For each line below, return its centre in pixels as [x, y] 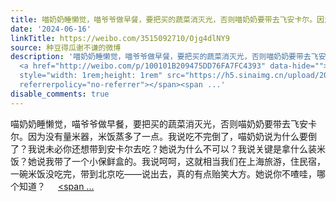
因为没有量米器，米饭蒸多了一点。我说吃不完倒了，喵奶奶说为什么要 [167, 136]
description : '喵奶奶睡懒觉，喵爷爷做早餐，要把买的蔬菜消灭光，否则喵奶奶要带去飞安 [168, 57]
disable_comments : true [60, 94]
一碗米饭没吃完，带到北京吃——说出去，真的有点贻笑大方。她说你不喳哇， [163, 173]
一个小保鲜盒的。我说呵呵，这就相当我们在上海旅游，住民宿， [198, 161]
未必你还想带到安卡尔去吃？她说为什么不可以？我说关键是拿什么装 [180, 148]
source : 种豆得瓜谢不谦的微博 [66, 47]
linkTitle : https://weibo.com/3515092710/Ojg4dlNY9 [120, 38]
